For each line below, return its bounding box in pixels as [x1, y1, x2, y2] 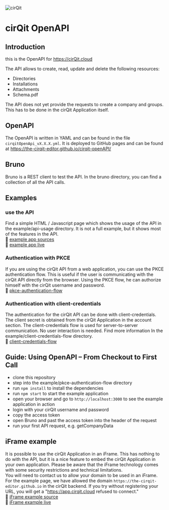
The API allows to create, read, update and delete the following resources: [5, 66, 160, 72]
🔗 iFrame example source [5, 493, 58, 500]
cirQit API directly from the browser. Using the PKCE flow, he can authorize [5, 276, 161, 283]
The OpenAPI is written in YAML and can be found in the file [5, 134, 131, 141]
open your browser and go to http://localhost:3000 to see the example [12, 396, 163, 402]
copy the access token [12, 412, 60, 418]
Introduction [5, 42, 46, 51]
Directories [12, 76, 36, 81]
